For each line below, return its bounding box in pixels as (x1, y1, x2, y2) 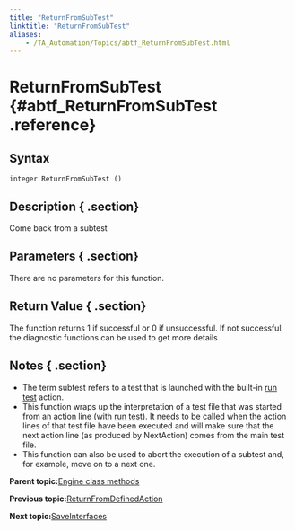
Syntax (9, 150, 50, 166)
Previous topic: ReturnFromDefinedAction (9, 493, 163, 504)
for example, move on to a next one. (22, 458, 156, 469)
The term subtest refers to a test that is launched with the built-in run (22, 382, 278, 393)
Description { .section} (9, 199, 140, 214)
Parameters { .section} (9, 249, 139, 264)
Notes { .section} (9, 358, 108, 374)
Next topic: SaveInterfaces (9, 510, 108, 521)
